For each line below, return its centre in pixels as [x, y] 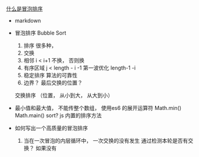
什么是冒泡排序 [24, 9]
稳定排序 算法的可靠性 [50, 75]
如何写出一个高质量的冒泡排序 [51, 128]
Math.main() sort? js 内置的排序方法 [58, 115]
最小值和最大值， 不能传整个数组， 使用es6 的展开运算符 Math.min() [98, 108]
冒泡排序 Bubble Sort [40, 33]
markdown [28, 21]
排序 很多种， [40, 45]
